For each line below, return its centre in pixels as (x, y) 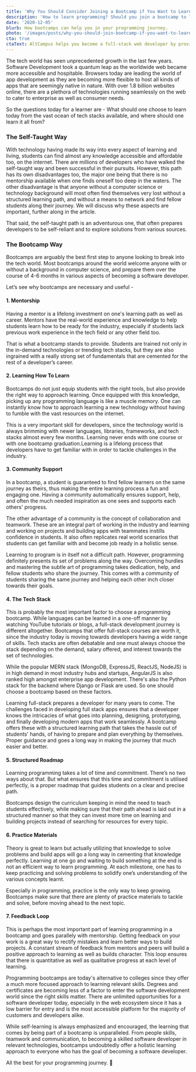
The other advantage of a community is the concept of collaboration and (93, 519)
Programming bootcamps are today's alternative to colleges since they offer (97, 978)
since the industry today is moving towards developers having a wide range (97, 637)
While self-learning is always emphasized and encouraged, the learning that (97, 1026)
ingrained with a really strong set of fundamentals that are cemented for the (97, 356)
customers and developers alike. (45, 1015)
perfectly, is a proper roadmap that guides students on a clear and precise (95, 785)
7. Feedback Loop (28, 916)
